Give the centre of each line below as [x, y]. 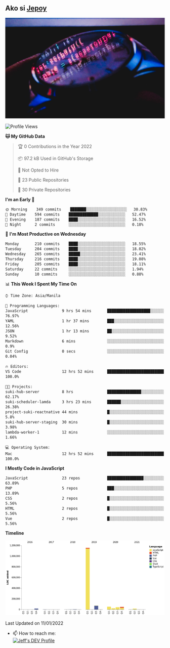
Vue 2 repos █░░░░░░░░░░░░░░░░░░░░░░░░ [85, 519]
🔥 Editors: [17, 366]
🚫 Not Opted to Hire [38, 170]
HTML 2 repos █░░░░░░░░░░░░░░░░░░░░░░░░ [85, 508]
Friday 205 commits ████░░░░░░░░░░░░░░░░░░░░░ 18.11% [75, 264]
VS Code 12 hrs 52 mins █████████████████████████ [85, 371]
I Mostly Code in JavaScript [35, 468]
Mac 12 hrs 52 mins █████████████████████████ [85, 454]
